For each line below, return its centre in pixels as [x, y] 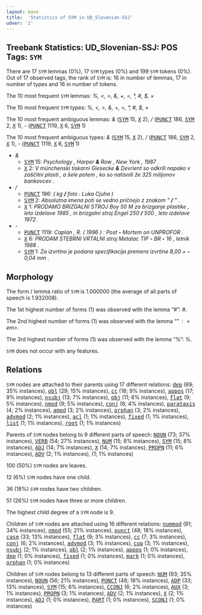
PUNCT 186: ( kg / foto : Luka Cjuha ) [69, 194]
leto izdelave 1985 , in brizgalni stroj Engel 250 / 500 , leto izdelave [107, 213]
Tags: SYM [24, 57]
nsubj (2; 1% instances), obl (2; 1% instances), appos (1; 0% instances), [97, 549]
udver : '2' [20, 23]
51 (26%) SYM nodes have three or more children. [66, 500]
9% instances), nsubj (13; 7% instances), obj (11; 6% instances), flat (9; [99, 397]
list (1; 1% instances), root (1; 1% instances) [64, 423]
